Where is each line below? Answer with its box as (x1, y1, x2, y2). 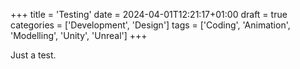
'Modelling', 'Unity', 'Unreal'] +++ (10, 30, 148, 41)
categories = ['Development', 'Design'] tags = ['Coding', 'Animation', (10, 19, 291, 31)
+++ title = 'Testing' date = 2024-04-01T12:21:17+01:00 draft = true (10, 9, 288, 20)
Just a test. (10, 49, 57, 61)
